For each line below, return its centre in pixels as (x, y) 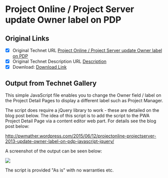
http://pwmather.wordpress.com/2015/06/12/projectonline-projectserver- (81, 136)
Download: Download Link (39, 67)
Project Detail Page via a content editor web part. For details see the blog (81, 121)
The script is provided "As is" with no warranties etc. (59, 170)
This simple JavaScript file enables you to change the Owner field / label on (83, 95)
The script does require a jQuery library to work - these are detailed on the (82, 110)
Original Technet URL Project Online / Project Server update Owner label (87, 50)
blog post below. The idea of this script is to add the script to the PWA (77, 116)
